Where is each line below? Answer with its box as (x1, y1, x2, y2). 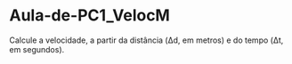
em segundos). (9, 44, 65, 54)
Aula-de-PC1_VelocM (9, 5, 171, 26)
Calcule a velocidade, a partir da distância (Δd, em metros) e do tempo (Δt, (9, 35, 284, 45)
